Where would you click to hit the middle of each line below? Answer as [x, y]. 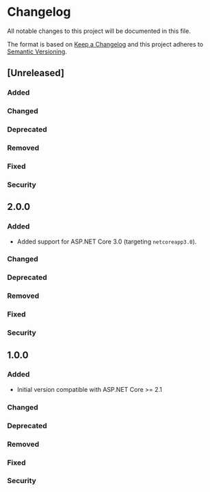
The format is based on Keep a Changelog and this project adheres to [105, 44]
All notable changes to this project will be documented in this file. [99, 31]
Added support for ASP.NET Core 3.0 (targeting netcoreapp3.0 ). [107, 242]
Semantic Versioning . [37, 51]
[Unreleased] [36, 73]
